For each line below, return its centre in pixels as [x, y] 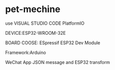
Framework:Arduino [26, 52]
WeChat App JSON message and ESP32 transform [58, 62]
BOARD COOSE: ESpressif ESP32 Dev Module [53, 43]
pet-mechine [33, 9]
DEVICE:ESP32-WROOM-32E [36, 33]
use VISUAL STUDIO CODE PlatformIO [45, 23]
